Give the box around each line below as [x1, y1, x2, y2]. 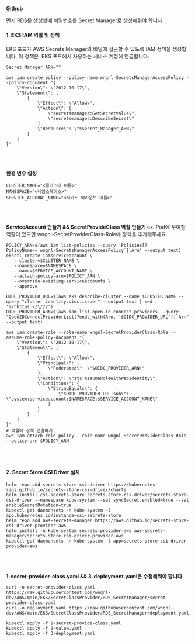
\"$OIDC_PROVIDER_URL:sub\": [58, 391, 130, 397]
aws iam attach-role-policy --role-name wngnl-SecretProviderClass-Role [6, 433, 187, 439]
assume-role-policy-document [6, 334, 77, 341]
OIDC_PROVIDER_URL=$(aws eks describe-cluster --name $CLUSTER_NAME [6, 294, 176, 300]
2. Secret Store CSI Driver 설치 [6, 468, 80, 475]
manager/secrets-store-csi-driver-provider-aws [6, 533, 124, 539]
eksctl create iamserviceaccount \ [6, 253, 93, 259]
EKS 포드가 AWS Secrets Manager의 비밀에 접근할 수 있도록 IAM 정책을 [6, 46, 171, 53]
